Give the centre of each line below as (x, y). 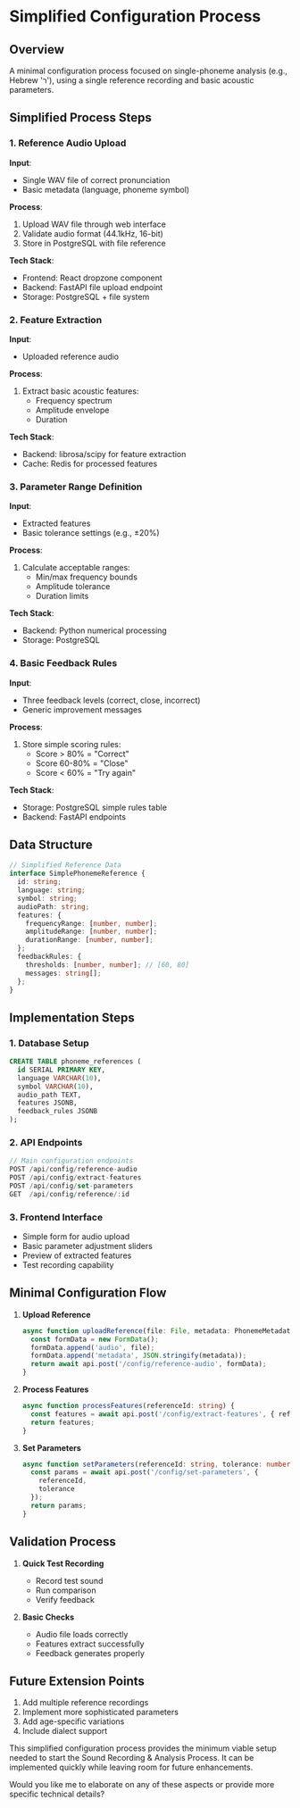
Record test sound (69, 1580)
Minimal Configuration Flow (88, 1293)
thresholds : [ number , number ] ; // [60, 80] (108, 965)
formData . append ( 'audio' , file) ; (93, 1347)
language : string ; (52, 890)
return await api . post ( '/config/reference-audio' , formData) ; (149, 1364)
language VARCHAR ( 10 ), (59, 1078)
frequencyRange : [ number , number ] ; (92, 923)
